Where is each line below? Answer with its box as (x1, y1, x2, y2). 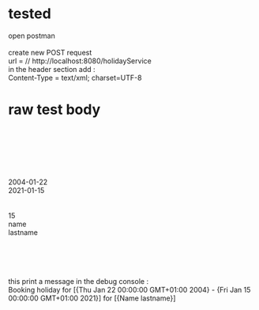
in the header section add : (8, 64, 96, 74)
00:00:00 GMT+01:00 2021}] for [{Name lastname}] (8, 293, 176, 303)
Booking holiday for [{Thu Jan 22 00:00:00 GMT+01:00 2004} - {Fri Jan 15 (8, 285, 251, 294)
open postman (8, 31, 55, 40)
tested (8, 5, 51, 23)
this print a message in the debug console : (8, 276, 148, 285)
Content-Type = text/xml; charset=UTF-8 (8, 73, 142, 82)
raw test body (8, 100, 101, 119)
